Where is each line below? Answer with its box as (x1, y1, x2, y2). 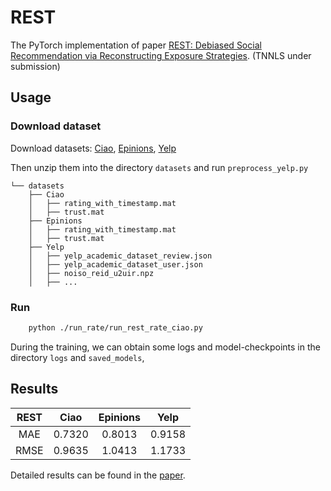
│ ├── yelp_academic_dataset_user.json (28, 259, 203, 270)
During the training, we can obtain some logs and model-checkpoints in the (10, 341, 321, 353)
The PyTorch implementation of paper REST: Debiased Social (10, 39, 262, 51)
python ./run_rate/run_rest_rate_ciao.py (28, 322, 203, 333)
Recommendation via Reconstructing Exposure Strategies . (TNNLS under (10, 49, 312, 61)
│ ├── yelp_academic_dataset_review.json (28, 251, 213, 261)
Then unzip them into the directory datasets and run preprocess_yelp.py (10, 161, 309, 173)
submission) (10, 60, 61, 72)
